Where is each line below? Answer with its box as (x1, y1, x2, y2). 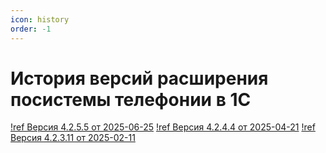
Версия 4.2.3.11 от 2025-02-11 (10, 132, 136, 144)
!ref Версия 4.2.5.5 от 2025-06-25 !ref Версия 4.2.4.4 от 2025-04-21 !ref (10, 121, 316, 133)
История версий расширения (10, 67, 269, 90)
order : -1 (10, 24, 52, 34)
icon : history (10, 14, 70, 25)
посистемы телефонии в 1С (10, 88, 252, 111)
